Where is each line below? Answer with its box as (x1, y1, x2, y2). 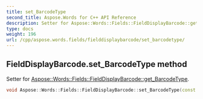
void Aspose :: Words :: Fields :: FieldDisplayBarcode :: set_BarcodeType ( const (6, 87, 196, 93)
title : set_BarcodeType (6, 8, 66, 15)
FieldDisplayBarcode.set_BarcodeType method (6, 59, 187, 69)
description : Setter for (6, 20, 69, 26)
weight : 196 (6, 31, 36, 37)
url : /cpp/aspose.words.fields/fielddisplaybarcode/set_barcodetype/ (6, 37, 185, 43)
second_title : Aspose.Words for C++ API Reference (6, 14, 137, 21)
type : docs (6, 25, 34, 32)
